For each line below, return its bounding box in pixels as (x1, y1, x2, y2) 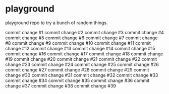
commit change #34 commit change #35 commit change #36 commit (5, 77, 150, 83)
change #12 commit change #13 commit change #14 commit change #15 (5, 45, 155, 51)
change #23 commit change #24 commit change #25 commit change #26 (5, 61, 159, 67)
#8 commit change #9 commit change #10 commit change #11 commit (5, 40, 151, 46)
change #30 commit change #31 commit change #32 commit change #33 (5, 72, 158, 78)
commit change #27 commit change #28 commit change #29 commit (5, 66, 149, 73)
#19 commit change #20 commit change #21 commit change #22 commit (5, 56, 157, 62)
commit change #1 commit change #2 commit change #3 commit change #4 (5, 29, 164, 35)
